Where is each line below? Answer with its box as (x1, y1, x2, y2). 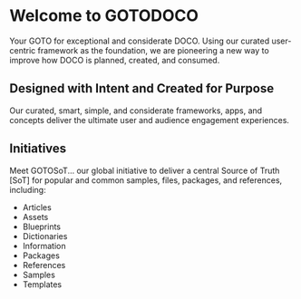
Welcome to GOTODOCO (9, 5, 199, 26)
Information (22, 240, 66, 251)
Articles (22, 201, 52, 213)
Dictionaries (22, 230, 68, 241)
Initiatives (9, 141, 67, 157)
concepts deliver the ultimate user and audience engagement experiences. (9, 114, 290, 125)
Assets (22, 211, 49, 222)
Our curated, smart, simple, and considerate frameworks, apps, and (9, 105, 263, 116)
